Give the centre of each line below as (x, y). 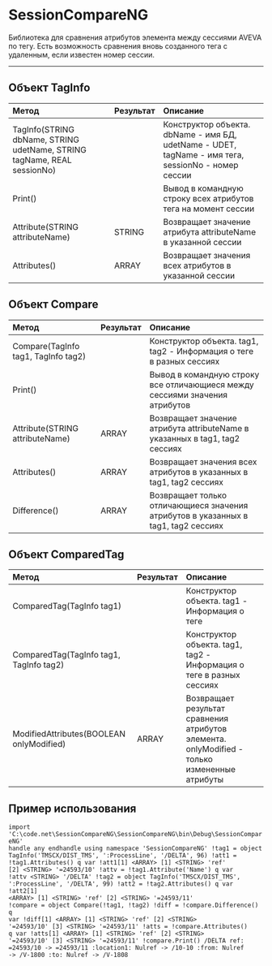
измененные (211, 770)
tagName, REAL (42, 160)
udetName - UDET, (200, 144)
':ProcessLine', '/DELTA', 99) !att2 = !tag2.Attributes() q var (121, 884)
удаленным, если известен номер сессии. (82, 54)
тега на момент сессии (209, 209)
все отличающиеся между (202, 385)
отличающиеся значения (199, 505)
